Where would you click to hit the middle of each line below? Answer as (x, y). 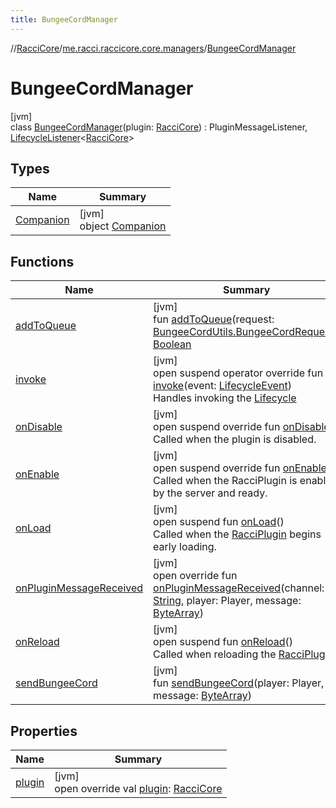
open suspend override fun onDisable (241, 427)
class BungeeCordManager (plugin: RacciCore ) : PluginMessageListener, (159, 127)
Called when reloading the (215, 654)
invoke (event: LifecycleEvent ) (222, 386)
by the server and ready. (210, 493)
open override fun (195, 576)
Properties (44, 731)
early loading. (185, 547)
